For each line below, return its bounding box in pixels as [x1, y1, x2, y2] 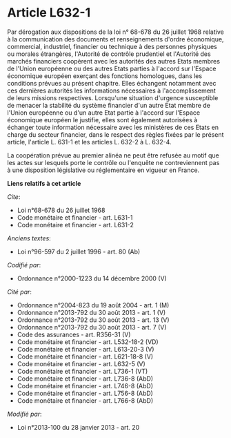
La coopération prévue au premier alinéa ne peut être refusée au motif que [7, 151, 219, 160]
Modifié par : [7, 410, 43, 418]
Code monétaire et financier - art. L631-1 [17, 213, 133, 222]
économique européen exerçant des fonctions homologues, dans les [7, 71, 202, 80]
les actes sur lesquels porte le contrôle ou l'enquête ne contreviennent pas [7, 158, 220, 166]
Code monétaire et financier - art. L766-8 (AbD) [17, 396, 154, 405]
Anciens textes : [7, 234, 52, 242]
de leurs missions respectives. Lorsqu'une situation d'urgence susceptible [7, 93, 219, 102]
